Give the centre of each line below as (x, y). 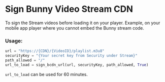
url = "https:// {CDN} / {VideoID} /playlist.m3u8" (55, 51)
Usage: (14, 41)
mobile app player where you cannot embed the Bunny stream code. (75, 28)
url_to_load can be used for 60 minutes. (46, 74)
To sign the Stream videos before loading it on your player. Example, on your (83, 23)
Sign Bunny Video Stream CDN (69, 9)
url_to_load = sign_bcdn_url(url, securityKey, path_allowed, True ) (77, 65)
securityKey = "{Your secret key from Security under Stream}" (71, 56)
